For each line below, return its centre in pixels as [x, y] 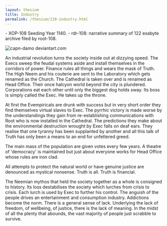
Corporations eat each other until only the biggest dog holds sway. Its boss [82, 90]
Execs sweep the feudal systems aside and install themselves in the [75, 63]
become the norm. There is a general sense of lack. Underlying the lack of [82, 203]
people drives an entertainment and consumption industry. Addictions [77, 197]
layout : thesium [22, 10]
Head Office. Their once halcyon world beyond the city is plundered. [76, 84]
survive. [13, 219]
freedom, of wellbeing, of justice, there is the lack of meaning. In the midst [82, 208]
